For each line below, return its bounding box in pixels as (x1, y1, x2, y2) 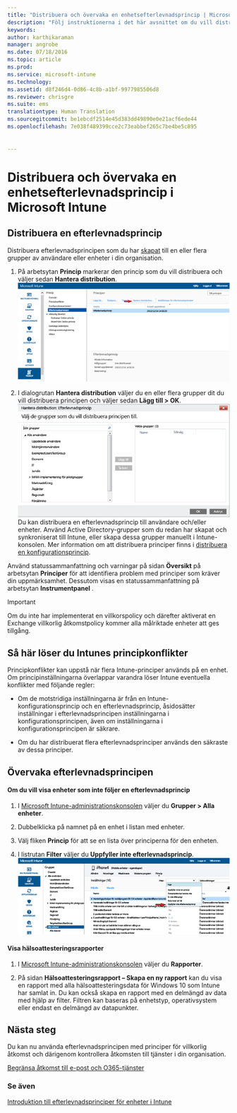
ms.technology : (7, 78, 52, 85)
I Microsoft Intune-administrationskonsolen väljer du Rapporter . (17, 960, 203, 968)
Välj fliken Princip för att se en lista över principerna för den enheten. (17, 836, 219, 845)
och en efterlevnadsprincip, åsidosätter (80, 702, 196, 711)
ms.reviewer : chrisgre (7, 93, 74, 100)
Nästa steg (7, 1023, 56, 1035)
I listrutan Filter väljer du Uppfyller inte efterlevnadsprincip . (17, 850, 194, 858)
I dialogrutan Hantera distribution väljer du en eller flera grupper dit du (17, 389, 224, 397)
